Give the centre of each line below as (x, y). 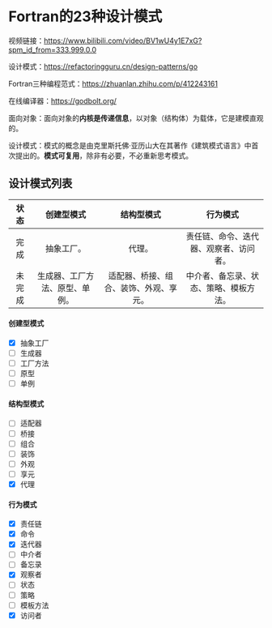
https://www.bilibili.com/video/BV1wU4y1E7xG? (123, 41)
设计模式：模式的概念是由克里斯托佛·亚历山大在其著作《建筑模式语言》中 (130, 145)
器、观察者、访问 (223, 248)
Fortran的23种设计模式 (85, 17)
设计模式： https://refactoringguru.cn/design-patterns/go (103, 66)
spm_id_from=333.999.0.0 (53, 49)
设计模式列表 (40, 184)
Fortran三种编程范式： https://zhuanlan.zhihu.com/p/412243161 (113, 83)
